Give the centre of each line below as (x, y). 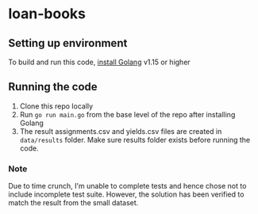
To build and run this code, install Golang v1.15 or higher (99, 62)
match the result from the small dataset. (73, 203)
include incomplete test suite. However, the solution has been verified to (126, 194)
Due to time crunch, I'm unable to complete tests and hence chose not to (127, 186)
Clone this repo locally (56, 106)
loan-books (47, 14)
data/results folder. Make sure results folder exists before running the (135, 139)
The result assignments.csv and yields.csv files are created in (121, 131)
